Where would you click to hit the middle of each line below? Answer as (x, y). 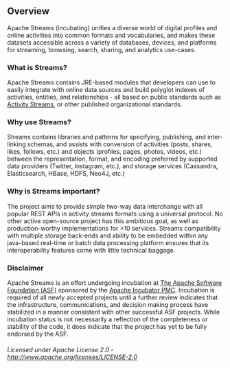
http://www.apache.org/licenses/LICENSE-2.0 (72, 357)
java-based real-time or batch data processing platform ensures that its (108, 242)
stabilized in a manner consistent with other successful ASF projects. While (114, 312)
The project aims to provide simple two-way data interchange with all (105, 206)
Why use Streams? (39, 122)
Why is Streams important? (54, 192)
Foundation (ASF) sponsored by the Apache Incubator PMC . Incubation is (111, 290)
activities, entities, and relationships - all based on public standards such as (114, 97)
